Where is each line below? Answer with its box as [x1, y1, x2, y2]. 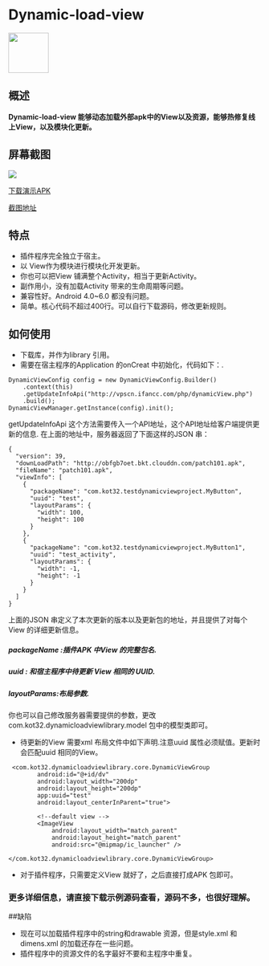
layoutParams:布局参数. [8, 688, 90, 698]
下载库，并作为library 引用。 [19, 350, 114, 360]
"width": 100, [37, 508, 84, 517]
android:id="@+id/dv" [37, 770, 110, 778]
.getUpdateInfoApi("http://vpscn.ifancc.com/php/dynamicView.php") [22, 390, 253, 398]
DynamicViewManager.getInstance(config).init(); [8, 404, 174, 413]
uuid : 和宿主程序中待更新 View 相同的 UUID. [8, 666, 156, 676]
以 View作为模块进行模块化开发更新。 [19, 261, 145, 271]
